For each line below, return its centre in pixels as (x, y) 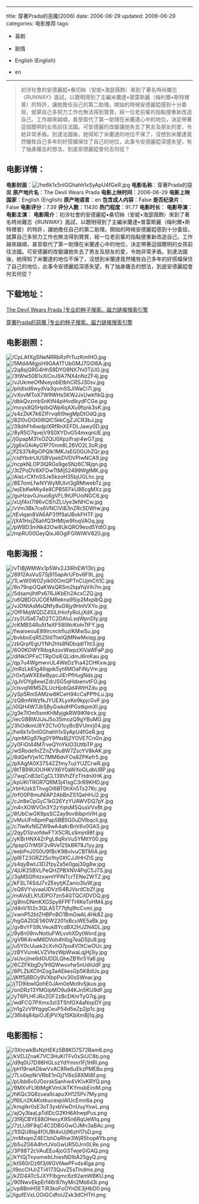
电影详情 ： (26, 169)
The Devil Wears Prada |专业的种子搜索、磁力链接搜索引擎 (77, 309)
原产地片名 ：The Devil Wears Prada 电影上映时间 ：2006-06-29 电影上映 (102, 192)
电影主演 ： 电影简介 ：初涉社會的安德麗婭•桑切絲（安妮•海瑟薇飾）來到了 (95, 214)
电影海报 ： (26, 554)
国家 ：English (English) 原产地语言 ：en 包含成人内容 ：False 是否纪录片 (93, 200)
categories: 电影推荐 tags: (38, 23)
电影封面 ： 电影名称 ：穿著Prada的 (97, 185)
